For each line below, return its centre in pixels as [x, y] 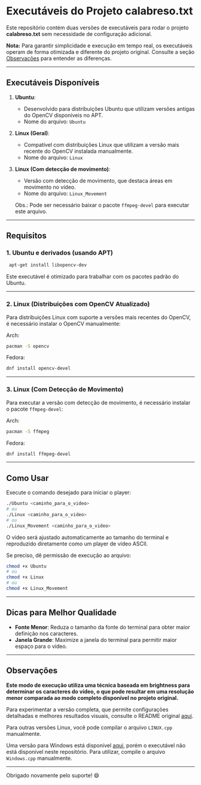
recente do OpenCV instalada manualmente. [78, 151]
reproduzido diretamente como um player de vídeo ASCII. [77, 544]
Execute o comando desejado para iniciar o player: [69, 493]
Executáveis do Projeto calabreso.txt [100, 11]
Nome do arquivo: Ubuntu [54, 122]
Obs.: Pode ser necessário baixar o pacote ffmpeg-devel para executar [102, 205]
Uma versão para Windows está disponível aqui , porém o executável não [96, 745]
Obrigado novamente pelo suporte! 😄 [53, 775]
